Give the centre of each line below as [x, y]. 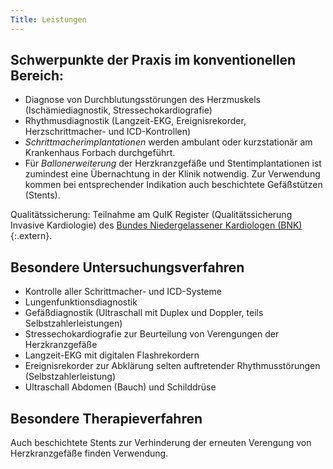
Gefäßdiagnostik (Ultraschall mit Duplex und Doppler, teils [144, 313]
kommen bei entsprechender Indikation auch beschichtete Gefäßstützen [173, 185]
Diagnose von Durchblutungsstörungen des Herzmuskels [143, 100]
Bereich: [37, 76]
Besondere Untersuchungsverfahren [127, 267]
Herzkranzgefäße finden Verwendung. [89, 453]
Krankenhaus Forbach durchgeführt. [100, 153]
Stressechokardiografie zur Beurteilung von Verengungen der [152, 334]
